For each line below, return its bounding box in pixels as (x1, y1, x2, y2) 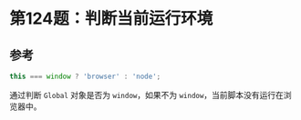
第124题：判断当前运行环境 (9, 8, 213, 29)
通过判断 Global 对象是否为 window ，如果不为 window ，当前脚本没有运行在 (9, 89, 285, 100)
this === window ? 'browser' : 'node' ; (9, 72, 161, 81)
